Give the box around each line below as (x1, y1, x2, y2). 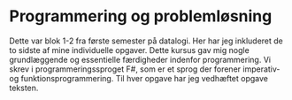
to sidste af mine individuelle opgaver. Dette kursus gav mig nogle (9, 44, 250, 55)
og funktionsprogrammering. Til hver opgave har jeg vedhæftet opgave (9, 73, 268, 83)
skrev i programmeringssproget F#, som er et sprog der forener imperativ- (9, 64, 280, 74)
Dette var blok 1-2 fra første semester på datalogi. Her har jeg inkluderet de (9, 35, 283, 46)
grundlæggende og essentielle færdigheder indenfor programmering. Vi (9, 54, 272, 65)
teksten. (9, 82, 39, 93)
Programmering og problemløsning (9, 6, 273, 27)
